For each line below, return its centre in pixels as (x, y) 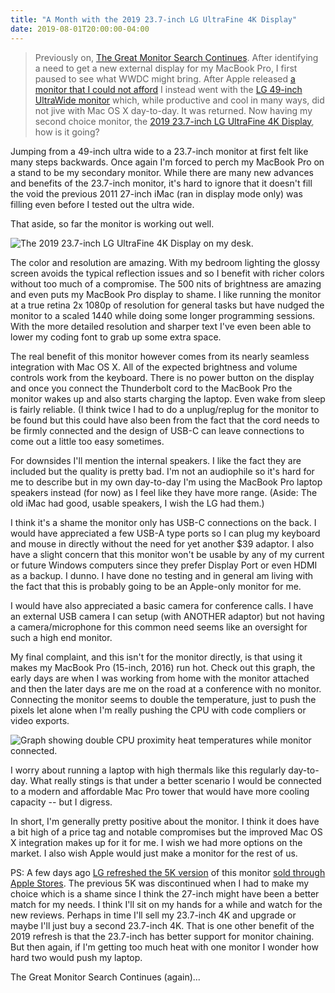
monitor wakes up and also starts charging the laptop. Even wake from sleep (168, 398)
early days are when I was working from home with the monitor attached (160, 678)
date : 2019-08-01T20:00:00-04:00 (80, 29)
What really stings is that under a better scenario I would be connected (175, 780)
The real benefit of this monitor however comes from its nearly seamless (160, 356)
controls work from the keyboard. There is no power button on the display (162, 377)
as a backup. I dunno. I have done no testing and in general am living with (162, 575)
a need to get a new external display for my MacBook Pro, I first (166, 68)
